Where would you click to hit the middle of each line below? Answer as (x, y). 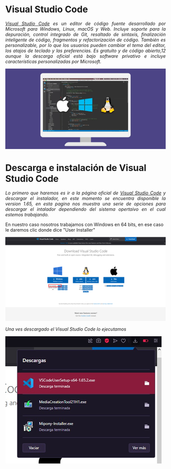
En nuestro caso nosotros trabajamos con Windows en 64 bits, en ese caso (84, 224)
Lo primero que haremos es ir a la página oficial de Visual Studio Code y (86, 193)
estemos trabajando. (27, 214)
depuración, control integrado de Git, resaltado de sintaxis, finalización (85, 34)
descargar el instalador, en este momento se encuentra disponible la (85, 198)
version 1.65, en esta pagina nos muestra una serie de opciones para (85, 204)
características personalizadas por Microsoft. (53, 61)
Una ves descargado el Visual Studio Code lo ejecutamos (66, 329)
